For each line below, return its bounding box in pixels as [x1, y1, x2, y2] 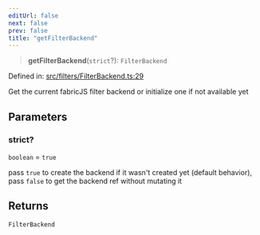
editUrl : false [8, 11, 59, 20]
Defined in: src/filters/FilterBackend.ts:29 [8, 71, 144, 81]
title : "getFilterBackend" [8, 34, 98, 42]
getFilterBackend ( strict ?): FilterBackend [27, 56, 167, 66]
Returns [8, 199, 49, 213]
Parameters [8, 110, 68, 124]
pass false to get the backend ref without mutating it [8, 176, 182, 185]
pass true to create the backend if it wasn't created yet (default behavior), [8, 167, 253, 177]
